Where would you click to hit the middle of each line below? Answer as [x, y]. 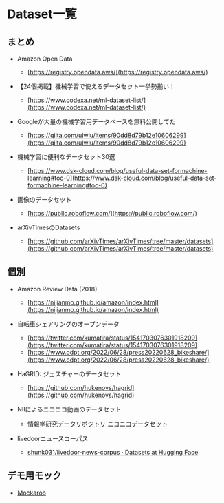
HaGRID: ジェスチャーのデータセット [69, 373]
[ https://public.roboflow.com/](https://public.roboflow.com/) [112, 213]
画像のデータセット [44, 199]
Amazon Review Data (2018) [57, 289]
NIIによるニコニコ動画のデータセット [69, 409]
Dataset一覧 [42, 14]
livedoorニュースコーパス [53, 438]
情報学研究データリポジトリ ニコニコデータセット [98, 424]
